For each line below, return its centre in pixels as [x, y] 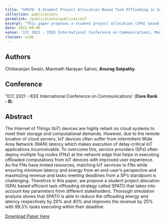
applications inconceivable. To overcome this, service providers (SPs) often [82, 149]
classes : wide [20, 37]
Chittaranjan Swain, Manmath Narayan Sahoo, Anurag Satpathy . [70, 69]
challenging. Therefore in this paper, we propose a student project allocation [82, 181]
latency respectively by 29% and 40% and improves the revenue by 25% [79, 201]
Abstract [19, 117]
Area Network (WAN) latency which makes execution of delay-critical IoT [79, 144]
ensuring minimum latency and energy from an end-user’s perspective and [81, 170]
